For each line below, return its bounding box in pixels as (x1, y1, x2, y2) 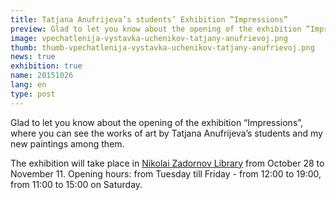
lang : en (10, 80, 47, 90)
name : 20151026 (10, 71, 74, 81)
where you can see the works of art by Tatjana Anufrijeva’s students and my (10, 127, 323, 139)
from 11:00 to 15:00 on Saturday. (10, 178, 143, 190)
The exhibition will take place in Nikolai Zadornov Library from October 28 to (10, 157, 325, 169)
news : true (10, 52, 56, 62)
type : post (10, 89, 56, 99)
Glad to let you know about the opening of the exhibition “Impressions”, (10, 116, 304, 128)
